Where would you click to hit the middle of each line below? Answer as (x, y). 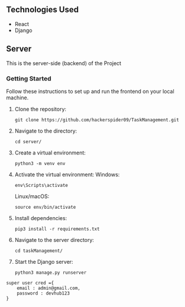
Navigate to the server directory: (54, 240)
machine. (17, 98)
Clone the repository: (40, 109)
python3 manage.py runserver (51, 272)
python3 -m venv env (40, 163)
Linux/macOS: (32, 196)
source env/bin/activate (45, 207)
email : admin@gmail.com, (49, 288)
